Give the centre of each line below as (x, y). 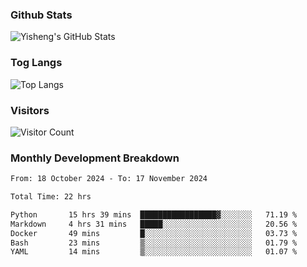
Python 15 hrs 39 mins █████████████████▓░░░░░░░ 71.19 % (154, 214)
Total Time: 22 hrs (51, 197)
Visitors (30, 110)
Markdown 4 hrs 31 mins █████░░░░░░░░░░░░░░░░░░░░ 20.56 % (154, 224)
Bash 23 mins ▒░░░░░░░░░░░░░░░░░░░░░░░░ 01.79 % (154, 243)
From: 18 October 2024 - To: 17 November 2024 (109, 179)
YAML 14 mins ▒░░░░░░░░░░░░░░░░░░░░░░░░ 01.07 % (154, 252)
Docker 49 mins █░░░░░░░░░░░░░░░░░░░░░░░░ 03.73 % (154, 233)
